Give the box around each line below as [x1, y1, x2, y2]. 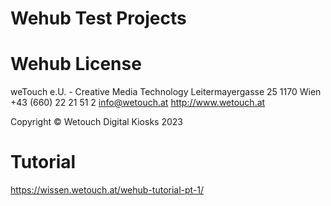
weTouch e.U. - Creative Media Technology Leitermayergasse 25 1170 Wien [10, 86, 322, 98]
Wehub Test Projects [10, 7, 187, 30]
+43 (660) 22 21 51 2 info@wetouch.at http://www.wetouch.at [10, 97, 266, 109]
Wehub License [10, 53, 142, 76]
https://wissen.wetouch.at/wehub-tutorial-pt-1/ [10, 184, 205, 196]
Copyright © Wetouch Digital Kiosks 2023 [10, 116, 183, 128]
